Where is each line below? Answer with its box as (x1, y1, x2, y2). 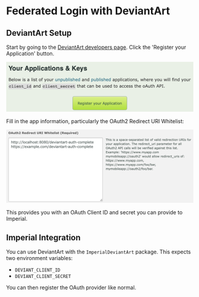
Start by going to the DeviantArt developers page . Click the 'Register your (6, 43, 187, 51)
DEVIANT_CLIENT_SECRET (14, 274, 71, 280)
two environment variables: (6, 255, 73, 262)
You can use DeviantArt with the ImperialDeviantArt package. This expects (6, 248, 191, 255)
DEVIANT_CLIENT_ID (14, 267, 61, 273)
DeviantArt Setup (6, 28, 72, 38)
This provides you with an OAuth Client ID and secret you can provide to (6, 209, 183, 216)
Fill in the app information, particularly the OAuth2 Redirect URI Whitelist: (6, 117, 184, 124)
